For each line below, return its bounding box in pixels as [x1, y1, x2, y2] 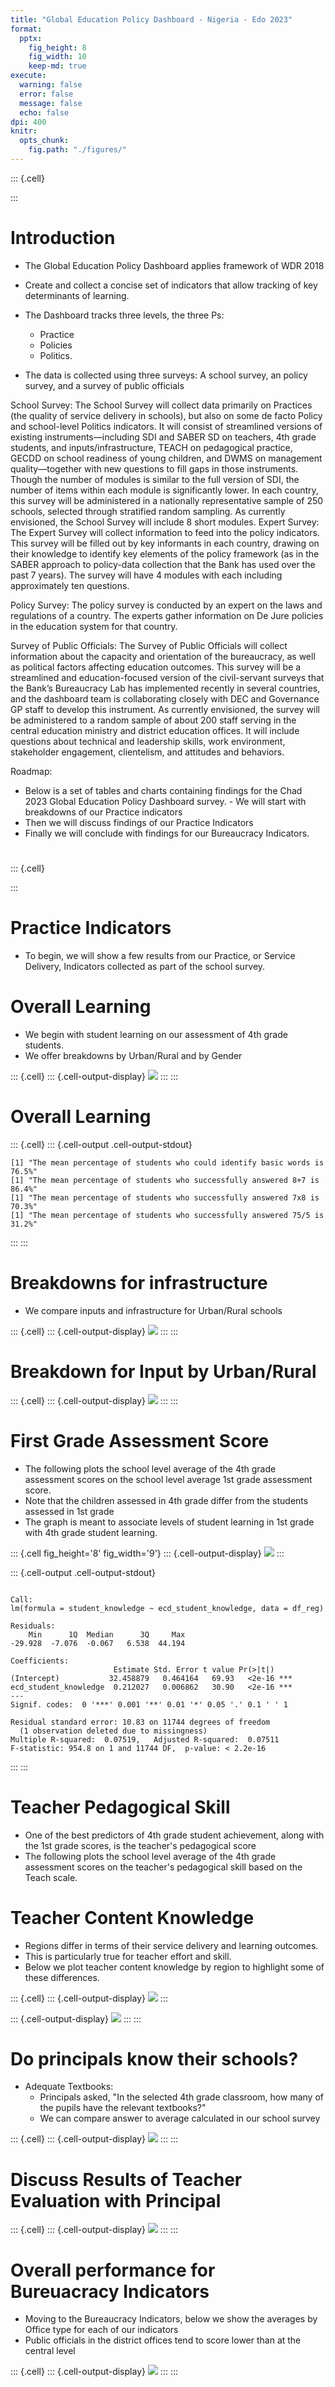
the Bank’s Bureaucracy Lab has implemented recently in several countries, [10, 682, 321, 694]
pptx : [19, 33, 43, 43]
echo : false [19, 107, 70, 118]
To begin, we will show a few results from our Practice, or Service [24, 949, 296, 961]
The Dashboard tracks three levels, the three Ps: [24, 309, 225, 321]
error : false [19, 89, 74, 99]
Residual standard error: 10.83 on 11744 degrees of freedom [10, 1717, 271, 1727]
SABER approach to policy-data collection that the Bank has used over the [10, 558, 316, 570]
